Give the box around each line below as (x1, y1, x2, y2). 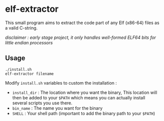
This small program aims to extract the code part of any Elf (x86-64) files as (5, 20, 160, 26)
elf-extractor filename (5, 71, 54, 76)
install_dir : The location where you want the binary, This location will (12, 90, 158, 95)
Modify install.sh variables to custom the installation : (5, 80, 117, 86)
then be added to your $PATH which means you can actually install (12, 94, 145, 100)
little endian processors (5, 39, 53, 45)
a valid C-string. (5, 25, 38, 30)
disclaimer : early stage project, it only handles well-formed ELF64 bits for (5, 34, 156, 40)
